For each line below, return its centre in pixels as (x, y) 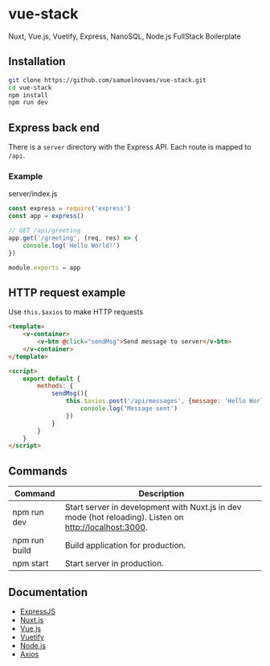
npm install (28, 95)
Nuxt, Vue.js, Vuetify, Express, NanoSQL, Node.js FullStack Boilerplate (125, 36)
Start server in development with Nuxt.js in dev (153, 508)
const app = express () (46, 216)
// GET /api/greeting (45, 231)
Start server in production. (115, 564)
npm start (31, 564)
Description (162, 494)
